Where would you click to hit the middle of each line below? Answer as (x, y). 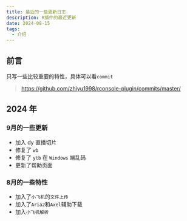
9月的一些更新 (27, 128)
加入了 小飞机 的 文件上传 (42, 196)
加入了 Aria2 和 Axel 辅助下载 (49, 204)
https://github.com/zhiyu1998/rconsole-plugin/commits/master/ (101, 88)
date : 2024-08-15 (28, 23)
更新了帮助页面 (34, 165)
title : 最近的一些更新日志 (36, 12)
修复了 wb (27, 150)
